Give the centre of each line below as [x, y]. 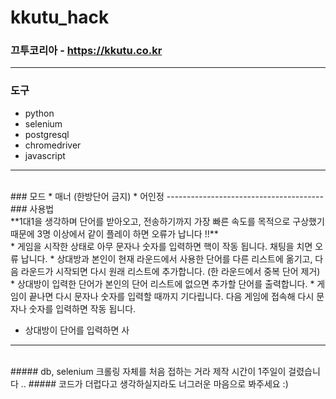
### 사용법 [32, 208]
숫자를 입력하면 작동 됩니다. [82, 308]
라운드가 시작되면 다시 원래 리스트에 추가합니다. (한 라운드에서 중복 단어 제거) [170, 271]
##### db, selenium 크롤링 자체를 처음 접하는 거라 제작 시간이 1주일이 [148, 371]
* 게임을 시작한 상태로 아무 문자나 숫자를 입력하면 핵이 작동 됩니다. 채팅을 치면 [161, 246]
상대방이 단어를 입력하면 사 [77, 330]
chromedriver [53, 145]
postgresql [47, 134]
